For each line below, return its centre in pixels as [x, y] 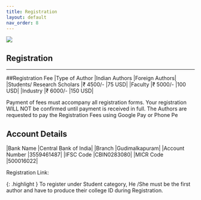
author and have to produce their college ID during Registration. [85, 190]
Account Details [37, 134]
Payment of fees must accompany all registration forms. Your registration [96, 103]
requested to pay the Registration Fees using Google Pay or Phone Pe [92, 115]
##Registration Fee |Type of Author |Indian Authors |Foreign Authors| [91, 78]
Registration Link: [28, 173]
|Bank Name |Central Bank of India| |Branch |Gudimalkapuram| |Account [95, 148]
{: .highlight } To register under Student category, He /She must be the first [98, 184]
